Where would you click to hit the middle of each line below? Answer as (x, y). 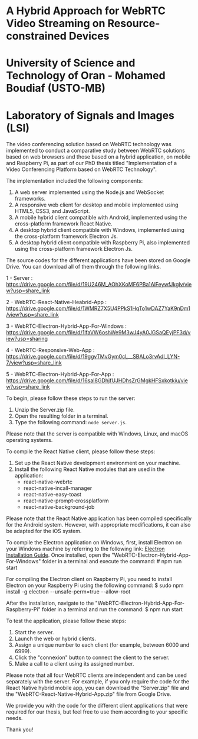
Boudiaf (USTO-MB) (56, 88)
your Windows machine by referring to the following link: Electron (85, 549)
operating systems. (29, 440)
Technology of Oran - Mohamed (86, 76)
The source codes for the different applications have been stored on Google (98, 260)
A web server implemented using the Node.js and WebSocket (89, 192)
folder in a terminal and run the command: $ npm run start (112, 609)
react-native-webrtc (48, 482)
